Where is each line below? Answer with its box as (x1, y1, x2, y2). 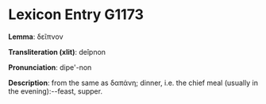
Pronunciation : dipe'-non (8, 62, 92, 72)
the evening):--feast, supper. (8, 86, 103, 96)
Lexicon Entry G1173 (8, 6, 145, 24)
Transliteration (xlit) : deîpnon (8, 47, 106, 56)
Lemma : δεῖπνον (8, 32, 64, 41)
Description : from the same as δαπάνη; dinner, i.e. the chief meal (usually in (8, 78, 258, 87)
